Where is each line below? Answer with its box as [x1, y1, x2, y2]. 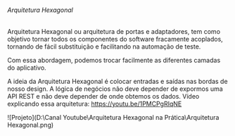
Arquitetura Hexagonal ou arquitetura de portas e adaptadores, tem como [7, 27, 220, 36]
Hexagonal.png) [7, 120, 54, 130]
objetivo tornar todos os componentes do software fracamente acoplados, [7, 35, 223, 44]
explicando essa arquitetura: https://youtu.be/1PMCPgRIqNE [7, 99, 182, 109]
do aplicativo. [7, 63, 47, 72]
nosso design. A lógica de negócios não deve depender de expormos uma [7, 85, 223, 93]
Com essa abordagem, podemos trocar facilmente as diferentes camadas [7, 56, 221, 65]
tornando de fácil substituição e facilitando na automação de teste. [7, 42, 201, 51]
